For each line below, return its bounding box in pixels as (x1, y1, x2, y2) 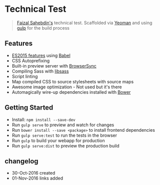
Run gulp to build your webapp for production (11, 137, 105, 144)
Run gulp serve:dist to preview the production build (11, 143, 120, 148)
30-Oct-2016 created (11, 170, 55, 176)
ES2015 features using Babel (11, 52, 70, 58)
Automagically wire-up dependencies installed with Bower (11, 89, 131, 95)
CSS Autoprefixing (11, 58, 50, 64)
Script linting (11, 73, 38, 79)
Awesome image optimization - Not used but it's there (11, 84, 122, 90)
